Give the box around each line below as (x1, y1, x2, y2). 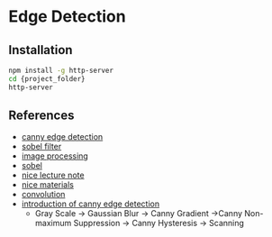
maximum (34, 218, 72, 229)
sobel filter (21, 141, 62, 152)
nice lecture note (21, 169, 85, 181)
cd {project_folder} (8, 74, 86, 83)
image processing (21, 150, 89, 161)
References (8, 108, 75, 123)
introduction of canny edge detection (21, 198, 159, 209)
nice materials (21, 179, 74, 190)
